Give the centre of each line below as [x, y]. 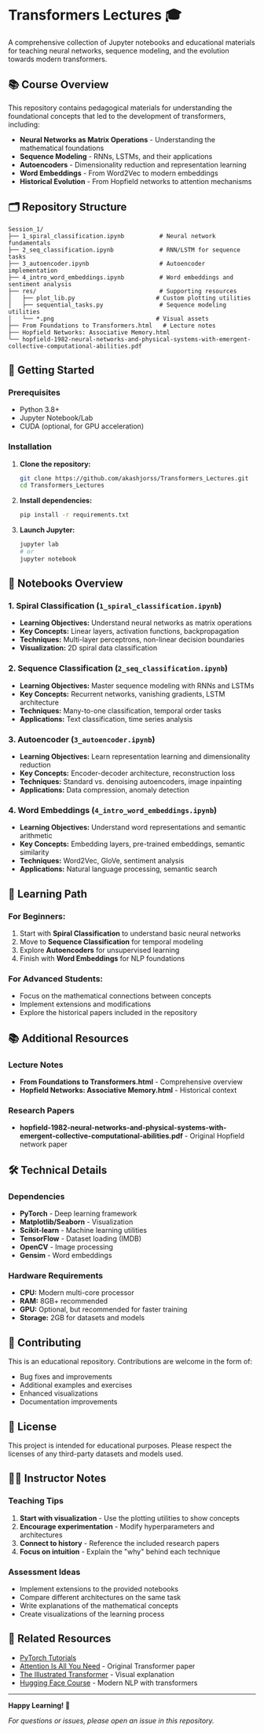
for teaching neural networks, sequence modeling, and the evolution [119, 50]
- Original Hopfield [214, 1136]
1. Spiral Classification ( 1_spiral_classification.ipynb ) [115, 606]
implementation [33, 270]
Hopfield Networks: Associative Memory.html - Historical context [128, 1091]
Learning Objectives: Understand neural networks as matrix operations [136, 623]
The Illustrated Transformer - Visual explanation [97, 1674]
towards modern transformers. [58, 59]
